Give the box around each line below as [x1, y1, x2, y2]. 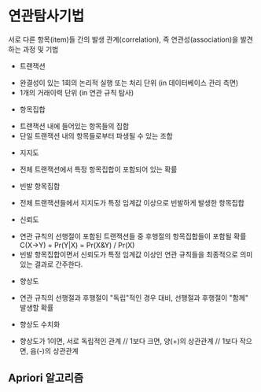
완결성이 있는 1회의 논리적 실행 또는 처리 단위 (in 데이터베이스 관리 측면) [19, 78, 239, 87]
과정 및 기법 [22, 44, 59, 54]
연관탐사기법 [8, 7, 85, 25]
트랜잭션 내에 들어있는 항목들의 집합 [19, 121, 130, 131]
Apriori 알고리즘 [8, 372, 84, 385]
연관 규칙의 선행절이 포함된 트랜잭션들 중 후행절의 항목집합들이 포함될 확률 [19, 231, 247, 241]
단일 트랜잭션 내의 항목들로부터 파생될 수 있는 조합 [19, 131, 173, 140]
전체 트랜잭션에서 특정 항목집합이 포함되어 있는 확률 [19, 165, 178, 174]
